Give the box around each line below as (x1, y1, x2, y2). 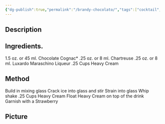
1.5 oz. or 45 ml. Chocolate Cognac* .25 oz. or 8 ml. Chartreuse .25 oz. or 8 (5, 55, 158, 61)
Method (5, 75, 30, 83)
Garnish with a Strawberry (5, 98, 58, 104)
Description (5, 26, 42, 34)
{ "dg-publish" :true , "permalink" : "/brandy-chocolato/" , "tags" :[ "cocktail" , (5, 7, 162, 12)
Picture (5, 113, 28, 121)
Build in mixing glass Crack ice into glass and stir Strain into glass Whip (5, 88, 149, 93)
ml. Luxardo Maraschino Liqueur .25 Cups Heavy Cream (5, 60, 119, 66)
